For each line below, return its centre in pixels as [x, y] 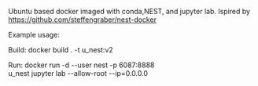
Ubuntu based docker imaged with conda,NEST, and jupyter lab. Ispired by [129, 11]
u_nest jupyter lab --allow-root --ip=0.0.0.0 [78, 73]
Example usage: [34, 35]
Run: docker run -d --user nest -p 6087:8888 [81, 65]
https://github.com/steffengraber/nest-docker [83, 20]
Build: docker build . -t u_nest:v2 [61, 50]
